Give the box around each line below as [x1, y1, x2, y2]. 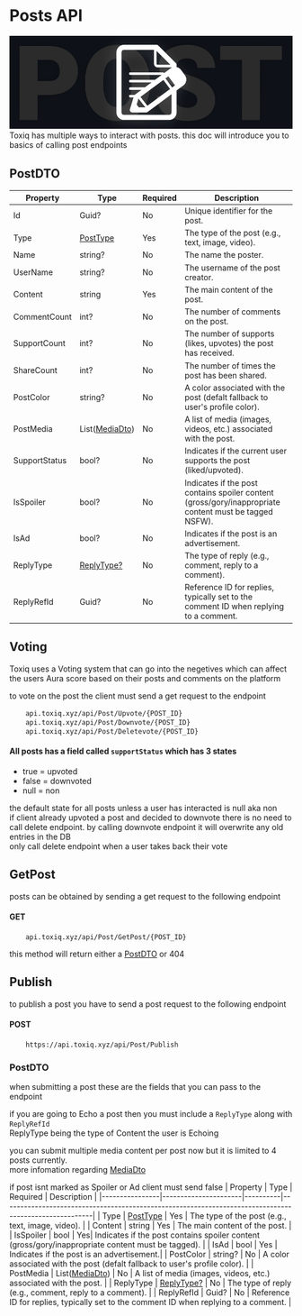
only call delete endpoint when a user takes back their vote [9, 840, 228, 852]
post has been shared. [183, 370, 267, 380]
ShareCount [13, 365, 58, 376]
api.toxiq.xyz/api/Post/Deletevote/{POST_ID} [25, 727, 200, 736]
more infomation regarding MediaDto [9, 1165, 147, 1175]
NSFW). [183, 516, 214, 526]
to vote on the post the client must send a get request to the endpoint [9, 690, 267, 701]
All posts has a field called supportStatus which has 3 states [9, 745, 237, 757]
